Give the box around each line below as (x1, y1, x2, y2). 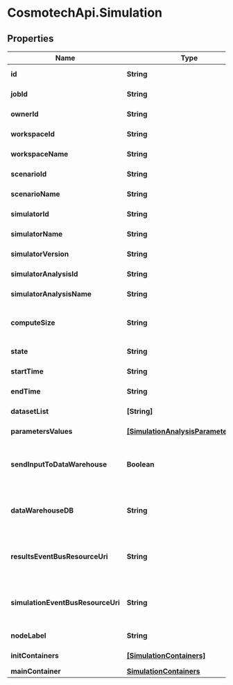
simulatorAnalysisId (10, 269, 78, 279)
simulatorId (10, 209, 50, 218)
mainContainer (10, 666, 61, 676)
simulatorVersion (10, 249, 69, 259)
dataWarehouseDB (10, 506, 74, 515)
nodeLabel (10, 631, 46, 640)
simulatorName (10, 229, 63, 239)
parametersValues (10, 426, 73, 436)
